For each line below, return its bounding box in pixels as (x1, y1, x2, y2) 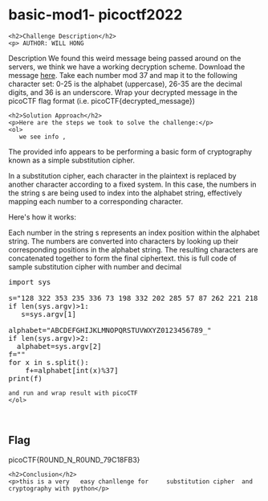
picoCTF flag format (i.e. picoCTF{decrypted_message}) (8, 96, 195, 105)
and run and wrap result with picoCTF (8, 388, 138, 397)
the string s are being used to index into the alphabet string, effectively (8, 187, 242, 198)
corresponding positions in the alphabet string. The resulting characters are (8, 244, 258, 254)
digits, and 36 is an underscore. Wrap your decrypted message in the (8, 87, 238, 97)
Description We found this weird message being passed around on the (8, 53, 242, 63)
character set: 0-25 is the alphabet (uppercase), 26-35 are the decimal (8, 79, 242, 88)
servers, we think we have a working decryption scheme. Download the (8, 62, 246, 72)
